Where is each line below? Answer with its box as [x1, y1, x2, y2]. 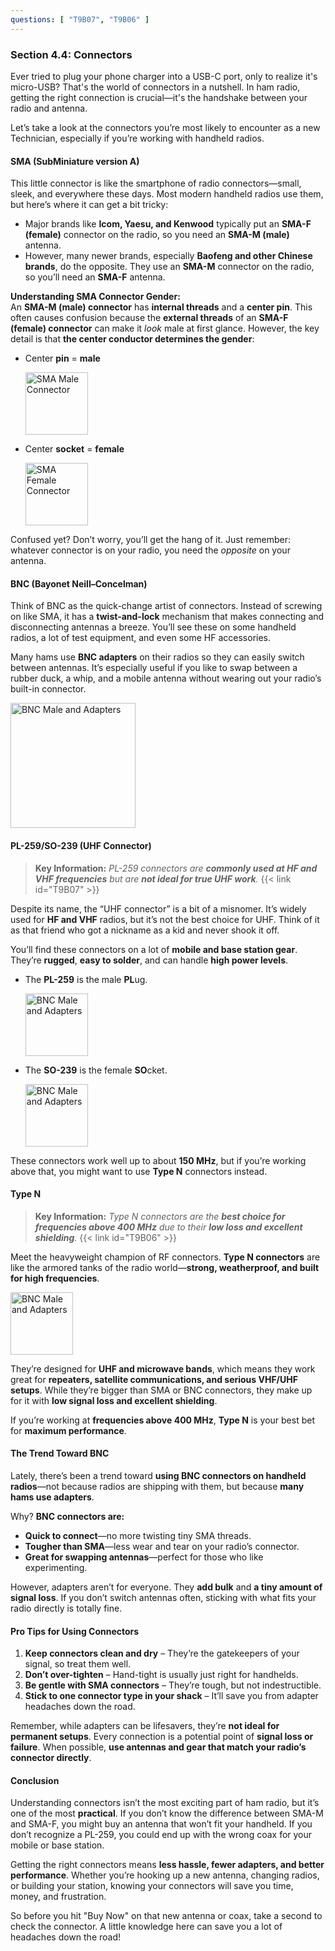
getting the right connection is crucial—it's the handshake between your [10, 91, 308, 103]
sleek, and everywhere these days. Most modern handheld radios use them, [10, 188, 324, 200]
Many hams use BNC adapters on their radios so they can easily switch [10, 651, 305, 663]
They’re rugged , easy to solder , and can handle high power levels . [10, 954, 289, 966]
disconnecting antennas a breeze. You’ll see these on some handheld [10, 621, 297, 633]
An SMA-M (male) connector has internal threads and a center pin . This [10, 301, 313, 313]
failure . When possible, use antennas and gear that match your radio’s [10, 1741, 307, 1753]
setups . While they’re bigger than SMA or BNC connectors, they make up [10, 1384, 313, 1396]
